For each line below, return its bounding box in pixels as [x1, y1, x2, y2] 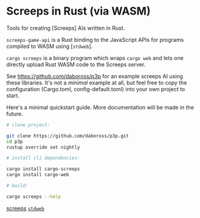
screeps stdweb [6, 205, 44, 212]
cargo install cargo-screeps [6, 166, 80, 172]
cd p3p [6, 138, 23, 145]
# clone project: [6, 121, 50, 128]
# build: [6, 183, 29, 189]
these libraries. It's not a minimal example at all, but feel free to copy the [6, 79, 187, 86]
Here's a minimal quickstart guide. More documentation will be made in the [6, 103, 195, 111]
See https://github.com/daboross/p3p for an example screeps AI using [6, 72, 184, 80]
